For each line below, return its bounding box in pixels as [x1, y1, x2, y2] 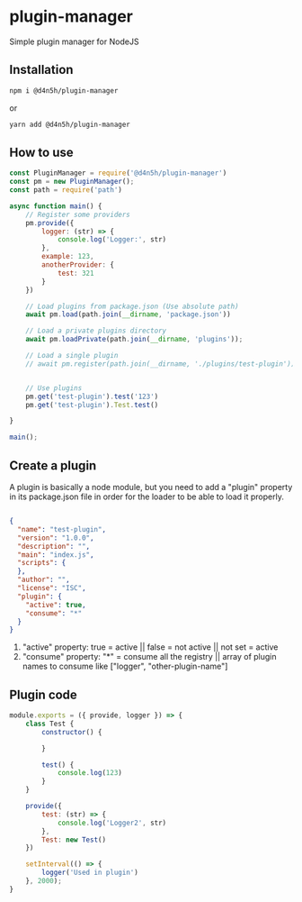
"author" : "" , [17, 575, 70, 585]
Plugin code [9, 687, 78, 702]
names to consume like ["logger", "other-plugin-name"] [22, 661, 228, 672]
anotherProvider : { [41, 260, 115, 269]
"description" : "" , [17, 542, 91, 551]
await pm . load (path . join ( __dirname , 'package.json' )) [25, 310, 231, 319]
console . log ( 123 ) [57, 769, 123, 778]
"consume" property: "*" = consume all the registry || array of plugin [22, 651, 277, 662]
